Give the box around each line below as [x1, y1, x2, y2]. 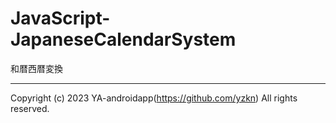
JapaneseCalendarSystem [10, 28, 237, 51]
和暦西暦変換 [10, 62, 63, 74]
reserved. [10, 102, 50, 114]
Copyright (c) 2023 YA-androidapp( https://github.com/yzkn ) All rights [10, 92, 298, 104]
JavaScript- [10, 7, 111, 30]
